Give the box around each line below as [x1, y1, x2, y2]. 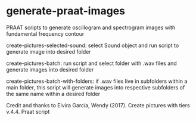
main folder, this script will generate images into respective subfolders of [6, 83, 185, 91]
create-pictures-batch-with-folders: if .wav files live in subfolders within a [6, 77, 188, 85]
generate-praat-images [6, 4, 126, 18]
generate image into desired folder [6, 48, 91, 55]
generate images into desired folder [6, 66, 94, 73]
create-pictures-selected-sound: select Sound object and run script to [6, 42, 179, 49]
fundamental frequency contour [6, 30, 85, 37]
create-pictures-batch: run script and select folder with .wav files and [6, 60, 177, 67]
